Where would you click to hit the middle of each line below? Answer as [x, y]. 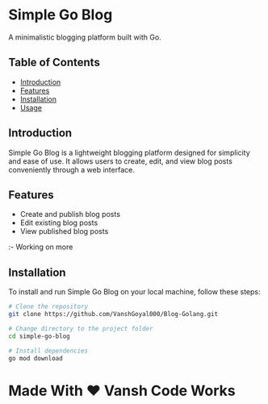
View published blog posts [64, 231]
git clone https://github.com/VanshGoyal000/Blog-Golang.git [113, 314]
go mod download [36, 358]
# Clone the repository [48, 307]
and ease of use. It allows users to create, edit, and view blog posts [120, 161]
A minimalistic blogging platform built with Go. [85, 37]
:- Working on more [41, 247]
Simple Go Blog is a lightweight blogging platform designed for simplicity [129, 152]
